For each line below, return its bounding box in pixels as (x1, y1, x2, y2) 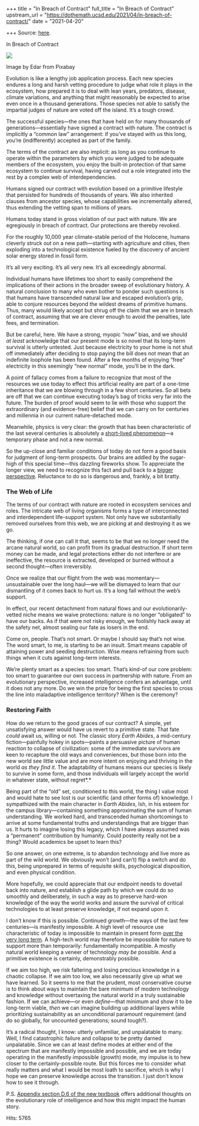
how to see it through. (6, 1078, 60, 1086)
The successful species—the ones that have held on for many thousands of (6, 118, 191, 125)
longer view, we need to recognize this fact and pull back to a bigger (6, 466, 174, 473)
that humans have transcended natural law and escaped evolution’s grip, (6, 294, 184, 301)
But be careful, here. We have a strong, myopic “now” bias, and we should (6, 331, 188, 338)
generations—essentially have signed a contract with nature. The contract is (6, 124, 192, 131)
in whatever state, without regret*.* (6, 776, 92, 783)
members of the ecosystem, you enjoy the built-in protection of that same (6, 161, 187, 168)
